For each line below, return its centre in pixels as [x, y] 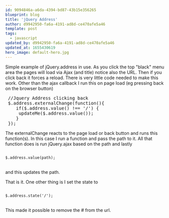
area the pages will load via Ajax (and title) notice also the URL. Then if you [84, 72]
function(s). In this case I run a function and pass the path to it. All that [79, 138]
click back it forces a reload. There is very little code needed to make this [82, 78]
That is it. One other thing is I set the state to [52, 182]
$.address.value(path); [30, 158]
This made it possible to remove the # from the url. [58, 210]
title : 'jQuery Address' [31, 19]
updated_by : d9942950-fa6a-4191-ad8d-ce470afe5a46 [60, 43]
